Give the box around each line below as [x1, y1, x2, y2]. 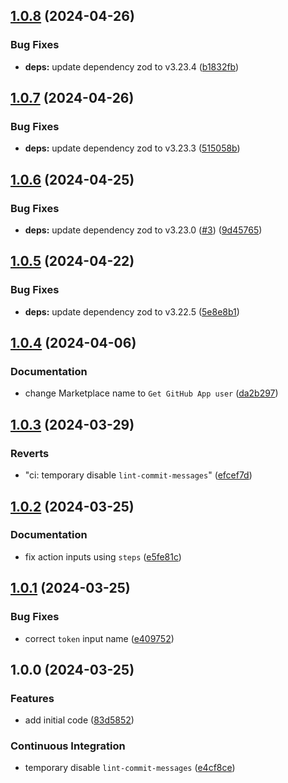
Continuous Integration [10, 739, 126, 753]
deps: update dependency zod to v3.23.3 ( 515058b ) [24, 142, 241, 154]
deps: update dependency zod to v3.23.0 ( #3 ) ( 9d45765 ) [24, 224, 263, 236]
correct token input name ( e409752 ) [24, 632, 175, 644]
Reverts [10, 446, 50, 460]
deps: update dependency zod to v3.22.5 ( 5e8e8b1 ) [24, 305, 240, 318]
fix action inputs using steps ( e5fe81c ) [24, 550, 182, 563]
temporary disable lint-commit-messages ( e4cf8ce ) [24, 762, 236, 774]
